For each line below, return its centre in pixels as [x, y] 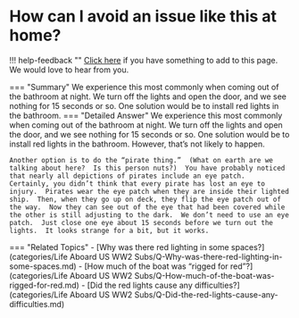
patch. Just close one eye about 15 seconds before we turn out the [141, 222]
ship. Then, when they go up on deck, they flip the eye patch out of [145, 199]
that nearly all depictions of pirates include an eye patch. [127, 176]
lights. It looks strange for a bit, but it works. [109, 230]
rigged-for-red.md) [45, 285]
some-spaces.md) [43, 266]
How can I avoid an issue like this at [143, 17]
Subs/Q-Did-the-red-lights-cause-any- [206, 294]
